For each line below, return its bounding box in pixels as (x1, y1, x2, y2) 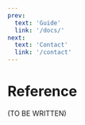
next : (7, 33, 25, 42)
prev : (7, 11, 25, 20)
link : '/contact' (14, 48, 72, 56)
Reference (7, 82, 77, 100)
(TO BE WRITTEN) (7, 108, 67, 118)
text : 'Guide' (14, 19, 61, 27)
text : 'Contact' (14, 41, 68, 49)
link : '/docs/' (14, 26, 65, 34)
